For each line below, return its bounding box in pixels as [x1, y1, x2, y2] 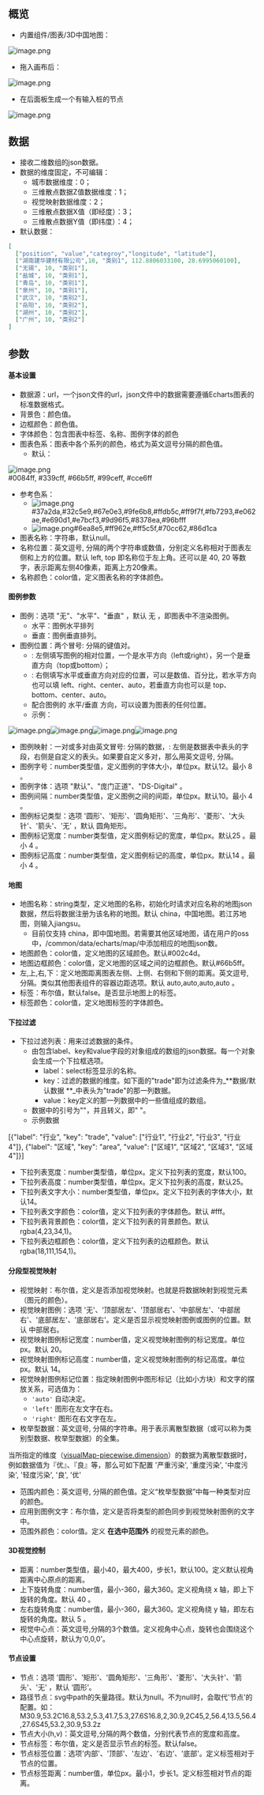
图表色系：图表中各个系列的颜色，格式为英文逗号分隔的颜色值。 [19, 439, 227, 448]
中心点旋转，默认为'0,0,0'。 [19, 1634, 110, 1643]
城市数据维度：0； [31, 177, 92, 187]
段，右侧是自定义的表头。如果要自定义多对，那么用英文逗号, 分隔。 [19, 752, 238, 761]
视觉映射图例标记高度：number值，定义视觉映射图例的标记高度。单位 [19, 1354, 246, 1363]
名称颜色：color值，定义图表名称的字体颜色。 [19, 572, 168, 582]
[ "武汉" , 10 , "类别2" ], [15, 293, 89, 302]
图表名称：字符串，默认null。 [19, 533, 115, 542]
